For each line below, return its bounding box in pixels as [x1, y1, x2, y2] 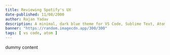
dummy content [5, 44, 38, 50]
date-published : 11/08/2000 [5, 12, 65, 17]
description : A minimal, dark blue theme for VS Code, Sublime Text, [5, 21, 155, 26]
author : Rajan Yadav [5, 16, 49, 21]
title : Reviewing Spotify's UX [5, 7, 71, 12]
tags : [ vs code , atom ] [5, 30, 58, 35]
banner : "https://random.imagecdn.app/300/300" [5, 26, 108, 31]
